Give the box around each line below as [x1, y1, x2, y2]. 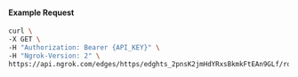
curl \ [8, 27, 33, 35]
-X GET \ [8, 35, 41, 44]
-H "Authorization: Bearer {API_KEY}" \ [8, 42, 161, 52]
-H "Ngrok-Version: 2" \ [8, 51, 101, 60]
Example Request [8, 7, 75, 18]
